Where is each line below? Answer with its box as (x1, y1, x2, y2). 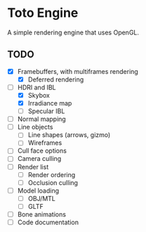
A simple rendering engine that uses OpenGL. (7, 28, 139, 37)
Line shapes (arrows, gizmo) (27, 131, 111, 139)
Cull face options (17, 146, 67, 155)
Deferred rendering (27, 75, 84, 84)
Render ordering (27, 170, 76, 179)
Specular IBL (27, 107, 65, 115)
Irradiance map (27, 99, 72, 107)
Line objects (17, 123, 53, 131)
